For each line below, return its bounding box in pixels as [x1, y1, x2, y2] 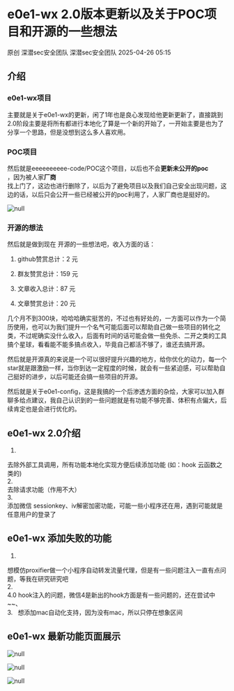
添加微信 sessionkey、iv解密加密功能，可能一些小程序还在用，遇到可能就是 [7, 501, 223, 510]
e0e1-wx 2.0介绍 [7, 427, 81, 439]
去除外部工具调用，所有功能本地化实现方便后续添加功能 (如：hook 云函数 [7, 461, 217, 469]
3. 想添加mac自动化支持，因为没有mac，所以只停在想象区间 [7, 608, 183, 616]
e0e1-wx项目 [7, 93, 52, 103]
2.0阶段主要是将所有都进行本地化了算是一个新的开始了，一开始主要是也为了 [7, 119, 224, 128]
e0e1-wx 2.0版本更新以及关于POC [7, 6, 205, 22]
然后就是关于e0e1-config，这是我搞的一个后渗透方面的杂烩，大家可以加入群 [7, 388, 225, 396]
